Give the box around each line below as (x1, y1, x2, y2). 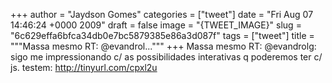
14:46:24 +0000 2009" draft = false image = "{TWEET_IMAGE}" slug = (10, 19, 302, 31)
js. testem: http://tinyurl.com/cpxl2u (10, 62, 158, 73)
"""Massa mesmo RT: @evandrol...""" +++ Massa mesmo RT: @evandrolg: (10, 40, 317, 52)
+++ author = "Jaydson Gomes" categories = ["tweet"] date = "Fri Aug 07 (10, 9, 314, 20)
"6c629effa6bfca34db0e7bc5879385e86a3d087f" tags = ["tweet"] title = (10, 30, 315, 41)
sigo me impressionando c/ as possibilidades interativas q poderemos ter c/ (10, 51, 323, 63)
